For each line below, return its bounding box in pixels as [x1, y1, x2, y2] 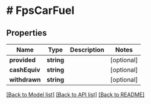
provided [9, 56, 36, 64]
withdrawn [9, 76, 41, 83]
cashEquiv [9, 66, 40, 74]
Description [69, 46, 104, 54]
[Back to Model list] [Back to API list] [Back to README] [6, 91, 145, 98]
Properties [6, 28, 47, 38]
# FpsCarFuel [6, 4, 75, 18]
